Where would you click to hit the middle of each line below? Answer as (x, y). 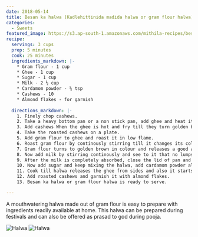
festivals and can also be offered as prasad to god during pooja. (84, 216)
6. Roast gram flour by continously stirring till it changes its (100, 143)
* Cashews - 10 (35, 94)
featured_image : (26, 34)
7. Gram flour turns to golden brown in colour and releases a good (103, 149)
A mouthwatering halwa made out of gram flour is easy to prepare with (92, 204)
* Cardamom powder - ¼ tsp (50, 89)
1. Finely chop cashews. (47, 116)
